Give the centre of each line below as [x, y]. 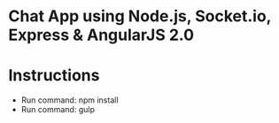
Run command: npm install [70, 100]
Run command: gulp [58, 110]
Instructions [54, 76]
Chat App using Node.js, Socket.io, [140, 16]
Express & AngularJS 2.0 [101, 35]
